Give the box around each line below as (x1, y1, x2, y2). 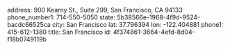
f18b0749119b (7, 35, 47, 43)
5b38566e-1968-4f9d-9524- (117, 13, 201, 21)
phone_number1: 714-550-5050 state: (7, 13, 116, 21)
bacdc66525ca (7, 21, 51, 28)
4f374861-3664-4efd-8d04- (113, 28, 196, 36)
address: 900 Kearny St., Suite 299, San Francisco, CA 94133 (7, 6, 183, 14)
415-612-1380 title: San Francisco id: (7, 28, 112, 36)
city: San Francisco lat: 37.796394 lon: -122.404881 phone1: (51, 21, 224, 28)
